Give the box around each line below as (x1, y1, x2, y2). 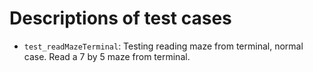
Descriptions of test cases (9, 7, 232, 30)
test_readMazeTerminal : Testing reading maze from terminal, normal (23, 40, 304, 52)
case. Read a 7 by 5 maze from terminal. (23, 50, 191, 62)
